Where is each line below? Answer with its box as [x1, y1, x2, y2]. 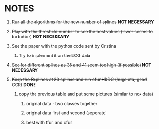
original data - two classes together [26, 100, 98, 106]
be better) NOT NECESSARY [11, 34, 70, 39]
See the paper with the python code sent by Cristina [11, 43, 116, 49]
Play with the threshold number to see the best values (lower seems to [11, 28, 153, 34]
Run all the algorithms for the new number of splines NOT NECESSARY [11, 19, 154, 25]
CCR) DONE [11, 81, 36, 88]
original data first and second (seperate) [26, 110, 107, 116]
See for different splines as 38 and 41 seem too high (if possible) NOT [11, 62, 152, 68]
